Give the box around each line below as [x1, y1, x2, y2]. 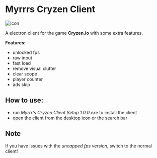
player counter [12, 76, 43, 82]
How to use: [5, 96, 44, 105]
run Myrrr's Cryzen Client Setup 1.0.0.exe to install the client [12, 109, 137, 115]
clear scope [12, 70, 38, 76]
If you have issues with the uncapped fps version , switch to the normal [5, 142, 152, 149]
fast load [12, 60, 31, 66]
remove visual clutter [12, 65, 56, 71]
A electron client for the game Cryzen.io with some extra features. [5, 30, 143, 36]
